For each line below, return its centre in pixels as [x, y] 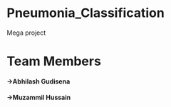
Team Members [54, 61]
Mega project [26, 33]
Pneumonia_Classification [85, 13]
